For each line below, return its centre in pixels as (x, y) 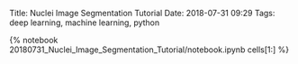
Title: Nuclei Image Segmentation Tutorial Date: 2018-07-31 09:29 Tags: (142, 13)
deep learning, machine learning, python (85, 23)
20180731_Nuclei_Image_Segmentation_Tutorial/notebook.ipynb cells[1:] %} (149, 50)
